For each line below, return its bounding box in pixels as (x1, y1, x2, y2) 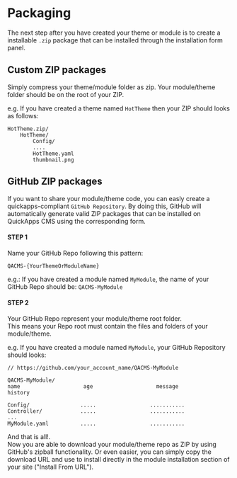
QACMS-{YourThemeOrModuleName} (7, 262, 100, 270)
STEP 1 (7, 233, 28, 241)
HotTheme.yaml (33, 150, 74, 157)
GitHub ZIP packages (7, 176, 103, 188)
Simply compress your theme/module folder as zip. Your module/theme (7, 83, 216, 91)
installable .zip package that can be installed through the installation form (7, 35, 223, 44)
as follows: (7, 111, 39, 120)
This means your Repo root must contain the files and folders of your (7, 321, 208, 330)
